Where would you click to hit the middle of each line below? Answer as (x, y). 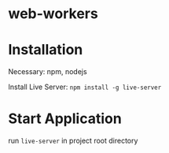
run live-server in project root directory (73, 141)
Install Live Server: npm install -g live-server (85, 87)
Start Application (65, 119)
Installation (46, 50)
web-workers (53, 14)
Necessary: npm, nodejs (48, 72)
